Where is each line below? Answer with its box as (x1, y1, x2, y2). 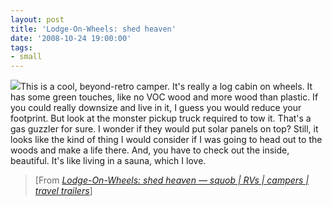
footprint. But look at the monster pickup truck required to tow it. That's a (10, 112, 312, 125)
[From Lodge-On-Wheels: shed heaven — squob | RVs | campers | (34, 174, 310, 186)
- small (10, 52, 43, 62)
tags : (10, 42, 33, 53)
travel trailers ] (34, 185, 93, 197)
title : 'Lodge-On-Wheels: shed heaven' (10, 24, 177, 34)
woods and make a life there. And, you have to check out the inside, (10, 144, 290, 156)
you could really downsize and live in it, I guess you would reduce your (10, 102, 302, 114)
